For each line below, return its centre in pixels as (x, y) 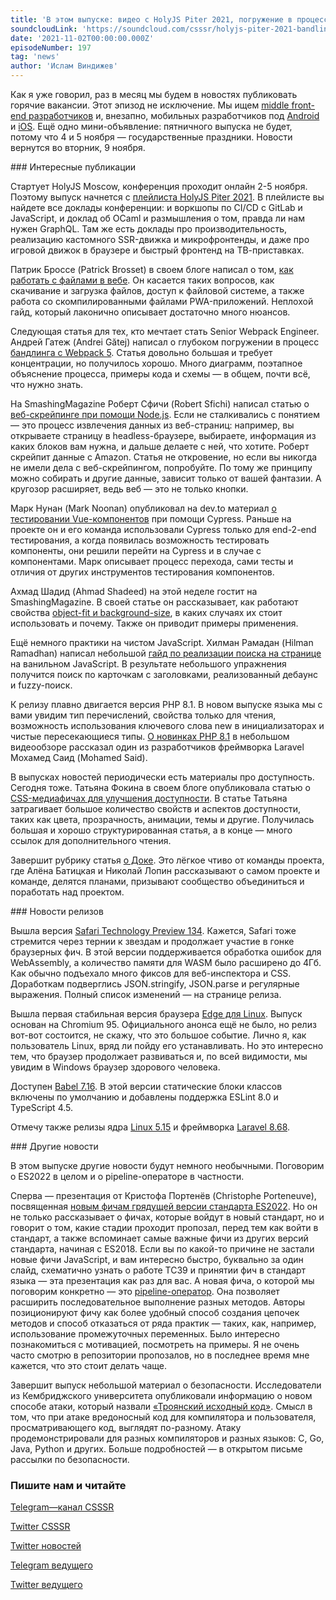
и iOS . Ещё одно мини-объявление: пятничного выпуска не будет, (151, 126)
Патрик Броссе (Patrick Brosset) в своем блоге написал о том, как (152, 269)
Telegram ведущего (51, 1565)
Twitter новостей (46, 1546)
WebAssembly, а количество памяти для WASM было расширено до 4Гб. (166, 962)
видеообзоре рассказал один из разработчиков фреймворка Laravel (157, 747)
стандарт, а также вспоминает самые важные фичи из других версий (159, 1238)
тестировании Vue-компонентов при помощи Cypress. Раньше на (151, 519)
